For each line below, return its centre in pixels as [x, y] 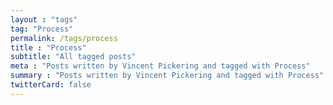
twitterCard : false [51, 85]
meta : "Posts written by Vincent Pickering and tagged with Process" [160, 66]
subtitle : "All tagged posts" [73, 57]
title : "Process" [48, 47]
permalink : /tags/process [64, 38]
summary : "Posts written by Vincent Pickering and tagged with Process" [167, 76]
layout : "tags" [44, 19]
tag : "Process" [42, 29]
